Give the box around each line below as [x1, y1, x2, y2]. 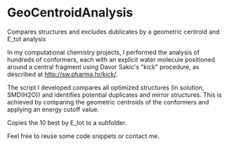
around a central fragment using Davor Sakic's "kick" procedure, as [7, 63, 199, 71]
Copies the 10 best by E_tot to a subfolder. [7, 118, 127, 126]
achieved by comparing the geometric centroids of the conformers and [7, 98, 209, 106]
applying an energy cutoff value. [7, 105, 100, 113]
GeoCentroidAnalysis [7, 5, 133, 21]
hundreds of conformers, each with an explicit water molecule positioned [7, 55, 215, 63]
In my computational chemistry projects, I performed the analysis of [7, 48, 200, 56]
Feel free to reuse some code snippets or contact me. [7, 132, 160, 140]
